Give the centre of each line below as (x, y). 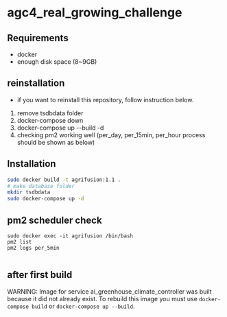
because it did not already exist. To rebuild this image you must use (102, 298)
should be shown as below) (56, 142)
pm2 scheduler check (55, 220)
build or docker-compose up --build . (83, 306)
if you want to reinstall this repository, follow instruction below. (105, 99)
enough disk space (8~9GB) (57, 62)
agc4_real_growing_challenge (95, 13)
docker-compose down (50, 120)
